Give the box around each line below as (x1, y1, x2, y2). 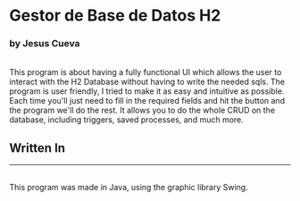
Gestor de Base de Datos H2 (9, 5, 221, 26)
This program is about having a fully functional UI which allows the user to (9, 67, 282, 78)
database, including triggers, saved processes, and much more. (9, 114, 244, 125)
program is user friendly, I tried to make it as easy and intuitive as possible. (9, 86, 285, 96)
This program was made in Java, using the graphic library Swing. (9, 182, 248, 193)
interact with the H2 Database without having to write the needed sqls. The (9, 77, 286, 88)
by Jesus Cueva (9, 38, 80, 50)
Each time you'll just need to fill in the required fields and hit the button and (9, 96, 286, 106)
